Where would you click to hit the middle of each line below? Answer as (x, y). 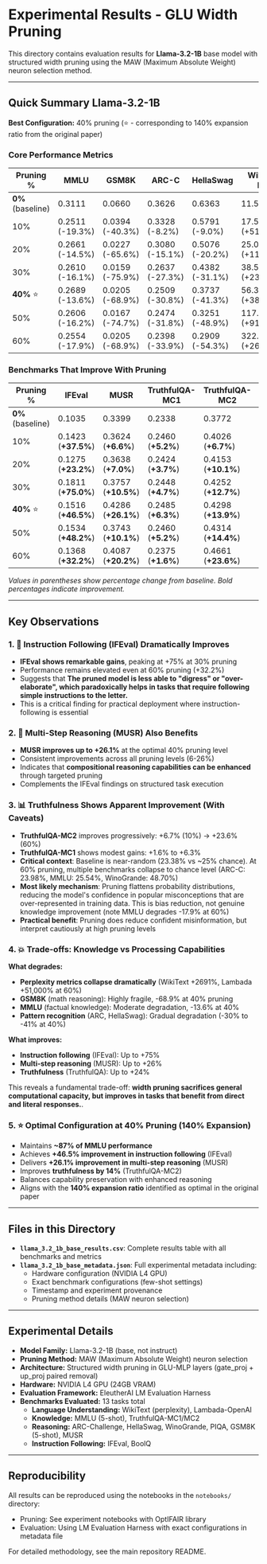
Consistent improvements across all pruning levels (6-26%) (117, 759)
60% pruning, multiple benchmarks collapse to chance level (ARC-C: (133, 869)
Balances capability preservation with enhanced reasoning (116, 1180)
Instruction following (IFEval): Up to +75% (90, 1055)
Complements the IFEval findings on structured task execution (122, 784)
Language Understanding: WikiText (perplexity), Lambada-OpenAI (142, 1410)
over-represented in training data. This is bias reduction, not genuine (132, 903)
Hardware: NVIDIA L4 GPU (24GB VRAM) (88, 1384)
